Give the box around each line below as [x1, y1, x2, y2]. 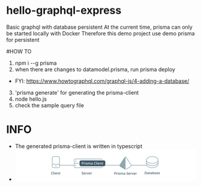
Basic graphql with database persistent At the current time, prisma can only [6, 23, 193, 31]
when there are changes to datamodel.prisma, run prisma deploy [14, 65, 176, 73]
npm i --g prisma [14, 59, 57, 67]
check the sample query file [14, 101, 84, 108]
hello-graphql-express [6, 4, 122, 17]
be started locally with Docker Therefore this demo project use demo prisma [6, 29, 195, 37]
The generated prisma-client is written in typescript [14, 142, 143, 150]
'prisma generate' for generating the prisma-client [14, 89, 139, 96]
